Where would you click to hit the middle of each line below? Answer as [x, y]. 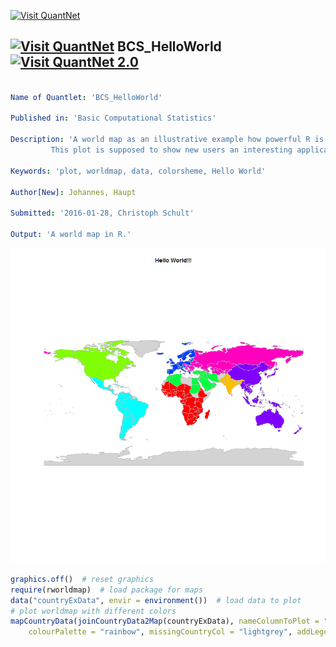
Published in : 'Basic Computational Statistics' [113, 118]
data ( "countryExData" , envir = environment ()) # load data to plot [156, 600]
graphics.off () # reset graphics [82, 579]
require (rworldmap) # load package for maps [106, 590]
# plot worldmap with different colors [93, 611]
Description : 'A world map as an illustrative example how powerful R [160, 140]
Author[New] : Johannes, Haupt [73, 192]
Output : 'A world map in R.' [71, 235]
